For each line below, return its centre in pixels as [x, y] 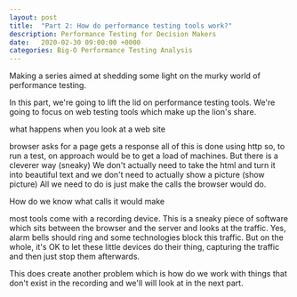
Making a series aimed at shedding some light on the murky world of [135, 76]
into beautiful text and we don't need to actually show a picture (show [137, 175]
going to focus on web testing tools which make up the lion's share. [133, 112]
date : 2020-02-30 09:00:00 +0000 [75, 42]
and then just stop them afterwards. [75, 257]
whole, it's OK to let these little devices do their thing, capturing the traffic [144, 247]
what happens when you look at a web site [88, 129]
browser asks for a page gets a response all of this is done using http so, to [147, 147]
